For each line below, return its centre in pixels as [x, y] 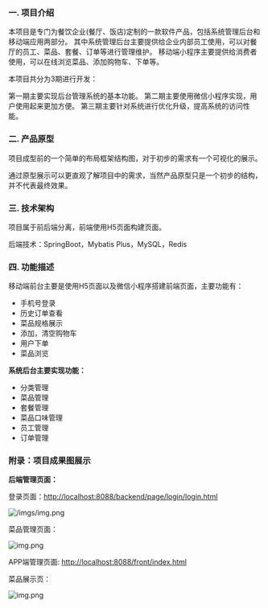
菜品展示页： [29, 579]
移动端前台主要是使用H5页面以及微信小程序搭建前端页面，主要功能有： [126, 286]
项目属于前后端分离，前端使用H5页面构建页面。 [87, 227]
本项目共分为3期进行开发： [53, 79]
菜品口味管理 [41, 418]
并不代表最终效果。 [40, 185]
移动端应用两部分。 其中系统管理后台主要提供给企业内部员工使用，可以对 [129, 42]
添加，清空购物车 [48, 333]
